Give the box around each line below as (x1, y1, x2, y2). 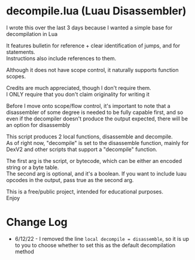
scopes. (6, 72, 26, 80)
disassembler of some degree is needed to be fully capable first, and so (6, 108, 184, 116)
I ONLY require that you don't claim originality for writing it (6, 90, 150, 98)
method (14, 247, 35, 255)
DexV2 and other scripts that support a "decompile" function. (6, 146, 157, 153)
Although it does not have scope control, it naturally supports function (6, 66, 179, 73)
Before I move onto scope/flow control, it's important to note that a (6, 102, 170, 109)
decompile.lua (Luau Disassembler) (6, 4, 187, 18)
